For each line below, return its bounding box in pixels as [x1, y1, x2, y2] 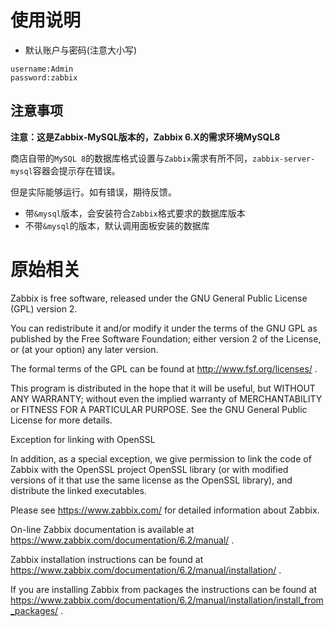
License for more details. [10, 414, 113, 426]
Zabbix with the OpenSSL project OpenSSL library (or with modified [10, 463, 289, 475]
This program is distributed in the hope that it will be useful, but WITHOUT [10, 382, 316, 394]
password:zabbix [10, 72, 78, 83]
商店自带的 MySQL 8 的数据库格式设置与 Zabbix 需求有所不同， [10, 152, 253, 164]
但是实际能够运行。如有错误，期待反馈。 [10, 186, 177, 198]
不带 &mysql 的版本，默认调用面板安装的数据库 [24, 219, 210, 231]
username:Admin [10, 64, 74, 74]
